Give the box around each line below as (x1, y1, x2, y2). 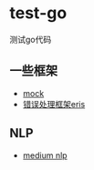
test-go (9, 3, 68, 24)
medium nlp (22, 149, 68, 161)
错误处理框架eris (22, 98, 86, 109)
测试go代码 (9, 34, 52, 45)
